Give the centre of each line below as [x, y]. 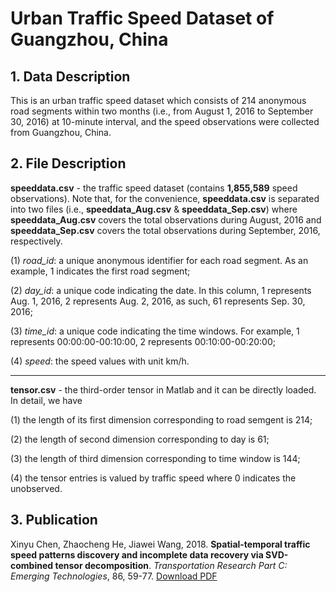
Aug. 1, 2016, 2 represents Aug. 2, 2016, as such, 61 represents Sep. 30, [158, 301]
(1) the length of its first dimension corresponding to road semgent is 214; [161, 419]
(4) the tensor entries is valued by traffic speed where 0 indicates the [153, 478]
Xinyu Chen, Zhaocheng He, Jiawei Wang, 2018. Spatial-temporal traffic [160, 544]
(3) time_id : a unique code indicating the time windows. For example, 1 [155, 331]
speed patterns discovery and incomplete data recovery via [137, 554]
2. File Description [68, 163]
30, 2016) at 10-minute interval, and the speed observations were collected [165, 121]
